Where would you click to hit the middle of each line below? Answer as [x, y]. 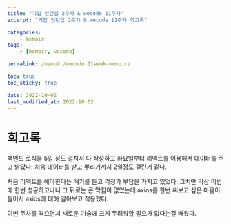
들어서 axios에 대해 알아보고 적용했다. [58, 199]
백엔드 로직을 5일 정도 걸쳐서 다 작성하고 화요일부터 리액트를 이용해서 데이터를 [112, 159]
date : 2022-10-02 [32, 95]
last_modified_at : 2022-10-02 [51, 102]
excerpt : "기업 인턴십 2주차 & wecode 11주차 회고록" [77, 20]
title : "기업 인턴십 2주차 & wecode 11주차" [66, 13]
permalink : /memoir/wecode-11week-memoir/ [69, 64]
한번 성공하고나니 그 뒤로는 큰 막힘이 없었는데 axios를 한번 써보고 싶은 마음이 [117, 190]
